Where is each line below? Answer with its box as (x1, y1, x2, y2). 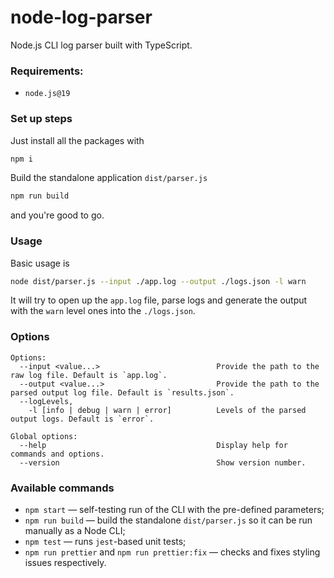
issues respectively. (24, 557, 107, 569)
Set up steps (10, 112, 73, 126)
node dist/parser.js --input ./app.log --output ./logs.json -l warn (10, 276, 307, 286)
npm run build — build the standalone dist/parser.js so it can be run (24, 514, 313, 526)
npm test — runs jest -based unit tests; (24, 536, 187, 548)
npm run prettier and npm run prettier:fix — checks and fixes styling (24, 546, 321, 558)
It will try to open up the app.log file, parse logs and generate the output (10, 294, 308, 306)
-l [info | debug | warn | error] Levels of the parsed (28, 405, 307, 415)
